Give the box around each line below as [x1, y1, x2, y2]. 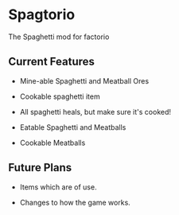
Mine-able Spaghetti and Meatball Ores [19, 76, 150, 85]
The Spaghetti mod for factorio [8, 32, 110, 41]
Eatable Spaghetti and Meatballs [19, 122, 126, 132]
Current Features [8, 55, 95, 68]
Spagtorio [8, 6, 76, 24]
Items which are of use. [19, 182, 97, 192]
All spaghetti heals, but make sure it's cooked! [19, 107, 172, 116]
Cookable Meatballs [19, 138, 86, 147]
